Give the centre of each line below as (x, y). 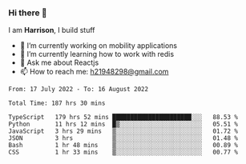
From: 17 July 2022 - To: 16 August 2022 (79, 90)
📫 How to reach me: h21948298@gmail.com (94, 72)
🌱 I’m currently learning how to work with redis (97, 54)
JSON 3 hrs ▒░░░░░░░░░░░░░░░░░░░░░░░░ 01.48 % (123, 138)
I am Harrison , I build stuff (52, 30)
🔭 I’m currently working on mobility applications (99, 46)
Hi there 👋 (28, 13)
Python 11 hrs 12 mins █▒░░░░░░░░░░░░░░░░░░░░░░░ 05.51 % (123, 124)
